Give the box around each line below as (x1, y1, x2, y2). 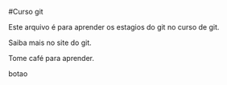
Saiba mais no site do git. (8, 38, 93, 47)
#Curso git (8, 7, 43, 16)
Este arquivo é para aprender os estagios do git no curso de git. (8, 22, 220, 31)
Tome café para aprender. (8, 54, 95, 63)
